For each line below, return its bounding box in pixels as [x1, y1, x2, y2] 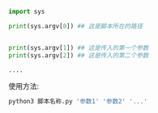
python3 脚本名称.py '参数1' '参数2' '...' [8, 98, 148, 106]
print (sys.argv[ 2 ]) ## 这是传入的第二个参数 [8, 51, 149, 60]
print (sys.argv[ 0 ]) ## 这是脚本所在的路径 [8, 22, 143, 30]
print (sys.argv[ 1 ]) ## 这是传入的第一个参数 [8, 44, 149, 52]
